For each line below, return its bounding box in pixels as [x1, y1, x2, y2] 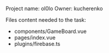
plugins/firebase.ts [14, 41, 61, 47]
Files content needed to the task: [5, 16, 86, 23]
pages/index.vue [14, 34, 56, 41]
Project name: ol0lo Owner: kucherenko [5, 5, 103, 12]
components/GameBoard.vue [14, 28, 87, 35]
